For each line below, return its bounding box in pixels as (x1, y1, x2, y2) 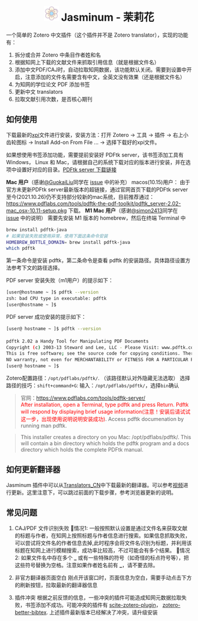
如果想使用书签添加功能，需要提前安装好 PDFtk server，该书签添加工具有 (6, 151, 184, 158)
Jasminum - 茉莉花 (61, 11, 154, 24)
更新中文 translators (14, 88, 63, 95)
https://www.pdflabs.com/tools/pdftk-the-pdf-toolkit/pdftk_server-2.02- (6, 200, 181, 207)
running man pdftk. (20, 422, 67, 429)
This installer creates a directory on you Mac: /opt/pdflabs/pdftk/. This (20, 434, 192, 440)
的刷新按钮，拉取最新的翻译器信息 (14, 581, 98, 589)
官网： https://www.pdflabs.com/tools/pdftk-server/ (20, 394, 146, 401)
